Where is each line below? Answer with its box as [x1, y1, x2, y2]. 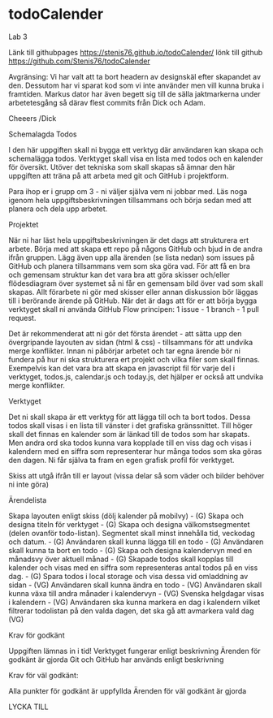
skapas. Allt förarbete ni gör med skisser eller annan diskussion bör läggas [8, 287, 258, 296]
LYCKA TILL [8, 702, 49, 712]
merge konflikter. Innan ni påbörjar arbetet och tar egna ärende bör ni [8, 346, 241, 356]
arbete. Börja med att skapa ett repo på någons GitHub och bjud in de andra [8, 244, 262, 253]
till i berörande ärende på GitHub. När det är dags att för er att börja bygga [8, 296, 258, 305]
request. [8, 313, 37, 322]
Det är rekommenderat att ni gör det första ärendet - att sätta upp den [8, 328, 242, 338]
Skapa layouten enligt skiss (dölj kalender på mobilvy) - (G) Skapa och [8, 511, 244, 521]
